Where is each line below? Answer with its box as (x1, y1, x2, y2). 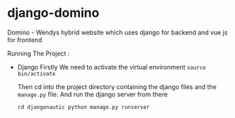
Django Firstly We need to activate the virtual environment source (17, 63, 206, 71)
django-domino (7, 5, 100, 21)
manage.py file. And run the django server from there (17, 90, 168, 98)
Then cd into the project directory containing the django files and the (17, 82, 217, 91)
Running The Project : (7, 49, 70, 58)
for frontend (7, 35, 42, 44)
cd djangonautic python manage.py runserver (17, 103, 150, 110)
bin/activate (17, 70, 56, 77)
